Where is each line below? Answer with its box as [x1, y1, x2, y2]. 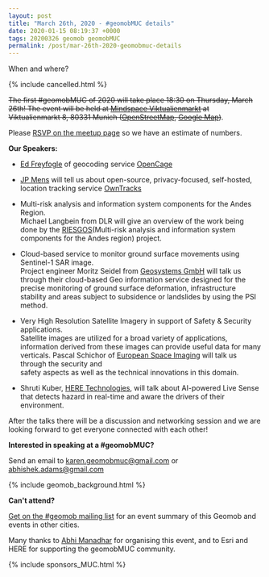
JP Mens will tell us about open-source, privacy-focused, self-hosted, [19, 175, 252, 185]
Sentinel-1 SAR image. [19, 257, 94, 267]
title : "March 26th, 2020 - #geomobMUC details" [8, 19, 175, 27]
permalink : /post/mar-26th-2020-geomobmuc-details [8, 42, 182, 50]
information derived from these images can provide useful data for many [19, 342, 262, 352]
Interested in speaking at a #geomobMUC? [8, 441, 155, 450]
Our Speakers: [8, 144, 58, 153]
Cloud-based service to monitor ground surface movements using [19, 249, 240, 259]
